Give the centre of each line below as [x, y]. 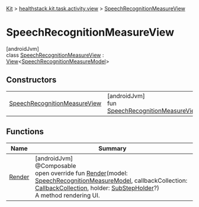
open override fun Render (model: [81, 173]
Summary [113, 148]
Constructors [31, 80]
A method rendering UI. [68, 195]
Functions [25, 132]
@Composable [56, 166]
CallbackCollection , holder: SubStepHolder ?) [97, 187]
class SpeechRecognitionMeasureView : [55, 55]
